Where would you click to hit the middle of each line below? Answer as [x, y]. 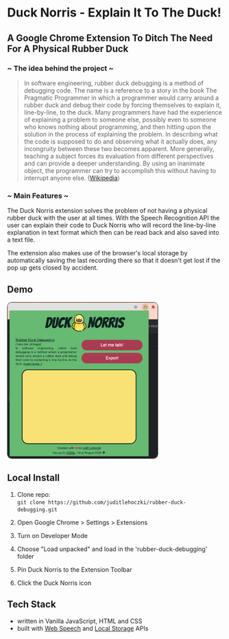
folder [25, 556]
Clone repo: [34, 494]
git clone [31, 502]
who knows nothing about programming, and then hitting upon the [117, 127]
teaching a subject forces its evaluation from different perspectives [119, 156]
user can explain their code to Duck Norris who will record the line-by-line [111, 225]
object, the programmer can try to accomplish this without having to [120, 170]
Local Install [34, 478]
